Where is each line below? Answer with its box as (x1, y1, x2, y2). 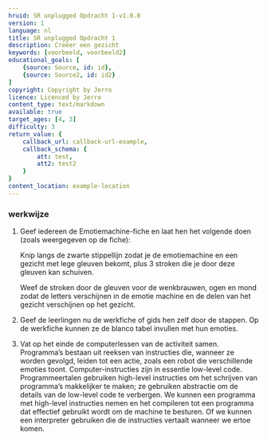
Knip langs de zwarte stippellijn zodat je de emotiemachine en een (19, 250, 238, 260)
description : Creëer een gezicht (8, 41, 120, 49)
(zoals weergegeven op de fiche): (19, 235, 131, 245)
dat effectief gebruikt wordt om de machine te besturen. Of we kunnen (19, 407, 253, 417)
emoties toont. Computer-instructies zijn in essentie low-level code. (19, 364, 242, 375)
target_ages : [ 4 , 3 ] (8, 116, 77, 124)
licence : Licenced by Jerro (8, 93, 102, 101)
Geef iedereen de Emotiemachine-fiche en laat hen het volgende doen (19, 226, 252, 236)
